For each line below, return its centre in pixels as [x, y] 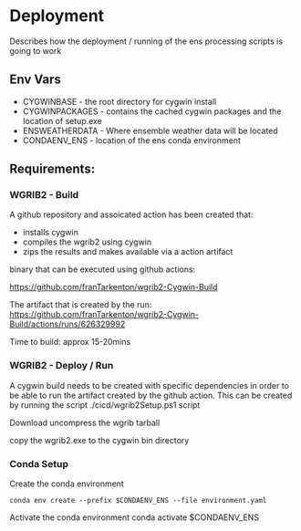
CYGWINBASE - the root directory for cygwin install [119, 101]
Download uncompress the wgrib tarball [85, 422]
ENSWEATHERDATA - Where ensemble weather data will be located [150, 130]
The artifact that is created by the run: [81, 305]
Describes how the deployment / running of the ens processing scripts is [146, 41]
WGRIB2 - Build [44, 195]
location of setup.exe [62, 120]
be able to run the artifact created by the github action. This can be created [151, 395]
